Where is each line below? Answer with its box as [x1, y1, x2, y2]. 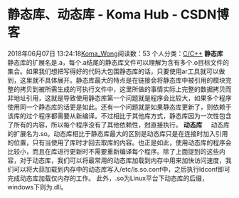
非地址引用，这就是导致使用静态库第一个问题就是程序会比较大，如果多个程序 [7, 93, 232, 102]
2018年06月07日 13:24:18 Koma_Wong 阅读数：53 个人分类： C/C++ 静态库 [7, 49, 223, 58]
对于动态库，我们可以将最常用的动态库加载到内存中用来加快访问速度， [19, 156, 225, 165]
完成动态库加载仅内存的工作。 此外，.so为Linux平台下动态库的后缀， [7, 174, 208, 182]
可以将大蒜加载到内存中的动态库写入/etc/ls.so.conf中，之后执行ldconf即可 [13, 165, 230, 173]
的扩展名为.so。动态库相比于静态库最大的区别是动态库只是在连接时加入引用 [7, 129, 228, 137]
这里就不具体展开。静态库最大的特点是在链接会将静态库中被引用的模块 [19, 75, 225, 84]
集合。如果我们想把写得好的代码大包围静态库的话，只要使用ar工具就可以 [7, 67, 219, 75]
